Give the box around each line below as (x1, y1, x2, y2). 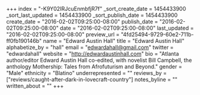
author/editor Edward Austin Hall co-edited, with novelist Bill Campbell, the (6, 57, 192, 64)
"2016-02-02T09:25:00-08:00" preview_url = (6, 31, 120, 38)
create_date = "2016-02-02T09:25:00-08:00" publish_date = (6, 18, 158, 25)
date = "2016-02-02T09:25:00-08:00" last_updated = (60, 24, 195, 31)
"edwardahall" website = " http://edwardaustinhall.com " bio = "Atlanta (6, 50, 179, 57)
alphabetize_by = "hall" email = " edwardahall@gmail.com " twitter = (6, 44, 174, 51)
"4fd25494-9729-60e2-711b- (120, 31, 195, 38)
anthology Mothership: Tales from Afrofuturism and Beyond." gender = (6, 63, 182, 70)
